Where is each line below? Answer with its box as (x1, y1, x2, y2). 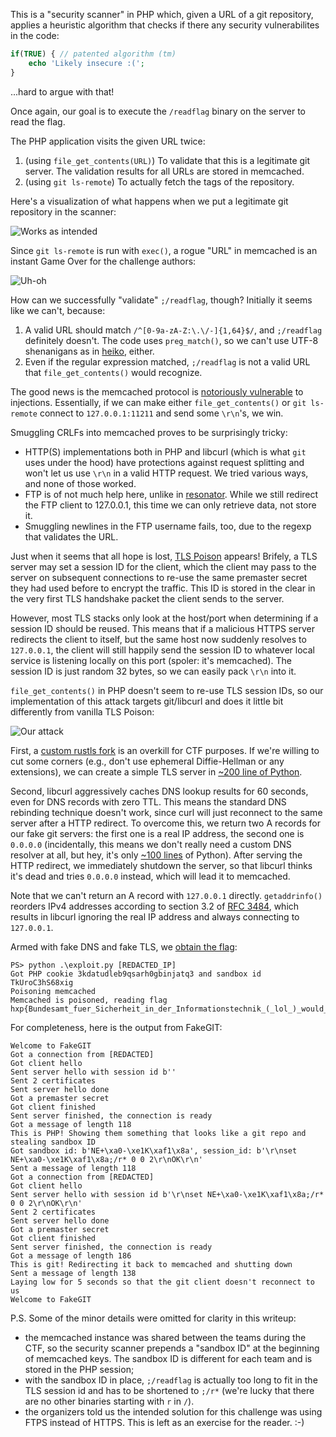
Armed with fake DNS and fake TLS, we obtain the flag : (10, 940, 238, 953)
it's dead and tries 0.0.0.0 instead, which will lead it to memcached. (10, 870, 291, 882)
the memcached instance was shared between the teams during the (24, 1331, 307, 1343)
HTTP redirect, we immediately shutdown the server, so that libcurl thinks (10, 859, 313, 871)
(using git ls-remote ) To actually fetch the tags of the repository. (24, 175, 295, 188)
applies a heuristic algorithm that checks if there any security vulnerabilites (10, 19, 320, 31)
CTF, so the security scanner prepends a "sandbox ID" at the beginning (24, 1342, 320, 1354)
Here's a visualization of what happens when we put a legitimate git (10, 195, 289, 207)
